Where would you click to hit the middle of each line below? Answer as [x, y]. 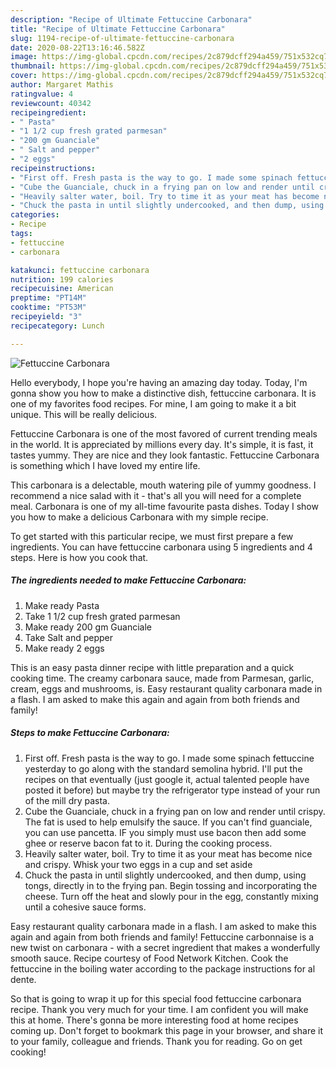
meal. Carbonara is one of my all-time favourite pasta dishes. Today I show [164, 506]
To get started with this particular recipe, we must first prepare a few [152, 536]
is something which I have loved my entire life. [105, 465]
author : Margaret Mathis [62, 85]
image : [24, 57]
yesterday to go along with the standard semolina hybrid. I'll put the [163, 768]
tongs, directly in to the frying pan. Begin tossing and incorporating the [171, 885]
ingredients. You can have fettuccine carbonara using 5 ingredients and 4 [161, 547]
